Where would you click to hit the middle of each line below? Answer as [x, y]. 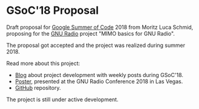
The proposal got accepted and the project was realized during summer [96, 45]
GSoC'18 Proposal [53, 11]
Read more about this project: [43, 63]
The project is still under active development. [63, 99]
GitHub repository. [38, 87]
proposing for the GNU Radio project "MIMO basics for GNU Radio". [91, 33]
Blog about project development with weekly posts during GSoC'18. [99, 75]
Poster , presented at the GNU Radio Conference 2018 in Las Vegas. [99, 81]
